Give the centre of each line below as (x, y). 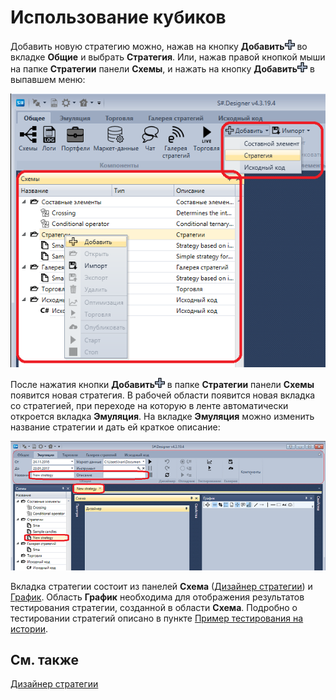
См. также (45, 660)
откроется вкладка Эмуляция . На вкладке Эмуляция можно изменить (162, 417)
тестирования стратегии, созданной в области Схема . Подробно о (154, 607)
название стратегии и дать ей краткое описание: (115, 427)
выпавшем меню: (48, 79)
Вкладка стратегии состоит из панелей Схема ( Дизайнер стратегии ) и (161, 586)
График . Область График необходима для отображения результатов (157, 597)
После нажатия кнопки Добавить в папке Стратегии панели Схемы (162, 385)
